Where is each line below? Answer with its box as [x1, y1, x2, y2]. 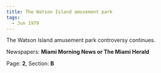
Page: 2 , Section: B [6, 60, 55, 67]
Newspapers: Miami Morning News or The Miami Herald [6, 48, 150, 56]
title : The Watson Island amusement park [6, 8, 113, 15]
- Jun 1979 [12, 20, 39, 26]
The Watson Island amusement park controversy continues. [6, 37, 156, 44]
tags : [6, 14, 20, 21]
